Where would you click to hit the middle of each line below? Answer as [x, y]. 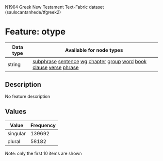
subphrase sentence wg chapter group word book [90, 61]
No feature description [27, 96]
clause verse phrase [56, 67]
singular [16, 133]
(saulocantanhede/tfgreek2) [33, 12]
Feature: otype [35, 32]
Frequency [43, 125]
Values [16, 112]
